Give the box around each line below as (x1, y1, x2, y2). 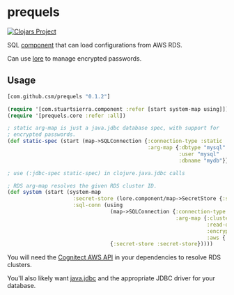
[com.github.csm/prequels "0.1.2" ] (7, 93, 111, 100)
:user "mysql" (178, 151, 219, 158)
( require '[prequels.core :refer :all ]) (7, 112, 127, 119)
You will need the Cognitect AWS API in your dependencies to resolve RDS (7, 253, 221, 262)
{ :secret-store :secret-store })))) (110, 241, 214, 248)
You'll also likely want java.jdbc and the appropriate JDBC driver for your (7, 274, 216, 282)
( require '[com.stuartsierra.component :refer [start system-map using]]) (7, 105, 229, 112)
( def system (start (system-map (7, 189, 101, 196)
